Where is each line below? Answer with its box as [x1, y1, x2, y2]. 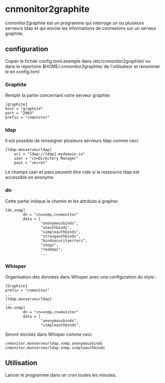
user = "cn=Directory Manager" [14, 156, 79, 161]
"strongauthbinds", [40, 233, 81, 239]
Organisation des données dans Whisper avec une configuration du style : [5, 274, 157, 280]
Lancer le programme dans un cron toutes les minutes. [5, 372, 117, 378]
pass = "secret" [14, 160, 48, 165]
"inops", [40, 242, 58, 247]
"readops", [40, 247, 63, 252]
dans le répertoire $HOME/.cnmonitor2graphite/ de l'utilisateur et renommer [5, 63, 160, 69]
